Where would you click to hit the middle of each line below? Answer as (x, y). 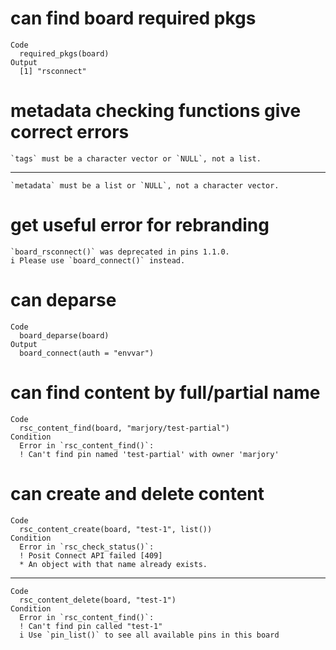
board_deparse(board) (64, 335)
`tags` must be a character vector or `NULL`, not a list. (136, 158)
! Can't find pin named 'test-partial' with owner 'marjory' (149, 454)
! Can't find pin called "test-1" (91, 626)
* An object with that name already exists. (113, 564)
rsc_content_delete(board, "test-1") (98, 600)
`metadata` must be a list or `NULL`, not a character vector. (145, 185)
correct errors (70, 132)
